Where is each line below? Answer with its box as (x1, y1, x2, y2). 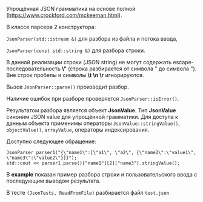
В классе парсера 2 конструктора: (6, 24, 96, 30)
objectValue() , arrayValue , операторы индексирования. (6, 126, 150, 133)
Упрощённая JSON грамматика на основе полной (6, 5, 136, 12)
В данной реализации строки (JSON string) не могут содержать (6, 59, 172, 66)
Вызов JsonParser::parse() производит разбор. (6, 83, 129, 90)
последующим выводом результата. (6, 177, 101, 184)
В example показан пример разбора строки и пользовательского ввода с (6, 171, 198, 178)
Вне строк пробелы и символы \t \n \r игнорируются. (6, 72, 144, 78)
